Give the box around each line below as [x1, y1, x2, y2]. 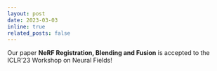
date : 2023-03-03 [7, 17, 58, 24]
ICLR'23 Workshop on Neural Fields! [7, 56, 112, 65]
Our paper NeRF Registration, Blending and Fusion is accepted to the [7, 49, 211, 57]
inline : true [7, 23, 46, 30]
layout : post [7, 10, 46, 17]
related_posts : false [7, 29, 71, 37]
